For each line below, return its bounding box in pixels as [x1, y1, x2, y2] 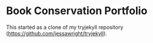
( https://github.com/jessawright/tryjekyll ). [6, 29, 108, 37]
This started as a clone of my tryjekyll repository [6, 24, 124, 31]
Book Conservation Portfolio [6, 4, 148, 18]
